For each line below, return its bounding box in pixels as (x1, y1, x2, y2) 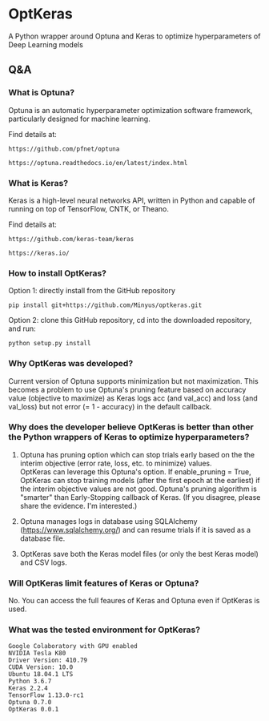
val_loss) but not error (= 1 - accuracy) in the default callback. (8, 401, 212, 411)
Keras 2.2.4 (8, 684, 48, 693)
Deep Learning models (8, 39, 84, 49)
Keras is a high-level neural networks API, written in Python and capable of (8, 195, 255, 205)
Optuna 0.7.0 (8, 699, 52, 707)
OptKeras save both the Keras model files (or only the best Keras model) (19, 549, 259, 558)
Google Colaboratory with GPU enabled (8, 642, 138, 651)
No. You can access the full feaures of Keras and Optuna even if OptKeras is (8, 596, 260, 606)
